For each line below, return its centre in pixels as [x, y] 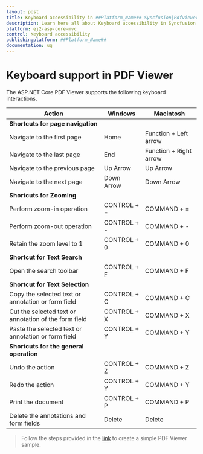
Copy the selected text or [45, 294]
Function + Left [166, 133]
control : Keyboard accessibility [48, 34]
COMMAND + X [167, 315]
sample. [31, 444]
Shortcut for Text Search [46, 257]
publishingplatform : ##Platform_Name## [56, 40]
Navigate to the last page [45, 155]
